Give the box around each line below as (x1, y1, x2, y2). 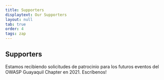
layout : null (5, 17, 33, 22)
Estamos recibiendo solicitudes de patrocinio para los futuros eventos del (5, 63, 159, 69)
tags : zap (5, 31, 26, 36)
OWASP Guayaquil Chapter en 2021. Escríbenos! (5, 69, 107, 75)
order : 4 (5, 26, 24, 32)
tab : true (5, 21, 26, 27)
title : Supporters (5, 7, 44, 13)
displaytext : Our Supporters (5, 12, 67, 17)
